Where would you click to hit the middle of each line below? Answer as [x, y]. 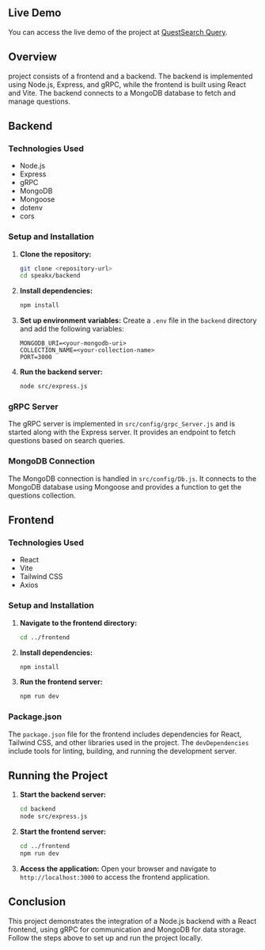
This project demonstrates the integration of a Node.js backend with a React [132, 921]
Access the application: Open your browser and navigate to [118, 869]
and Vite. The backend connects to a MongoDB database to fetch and [122, 93]
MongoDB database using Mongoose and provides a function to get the [125, 486]
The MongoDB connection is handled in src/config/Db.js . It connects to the [132, 479]
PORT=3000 [36, 358]
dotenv [31, 208]
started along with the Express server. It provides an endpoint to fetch [122, 432]
